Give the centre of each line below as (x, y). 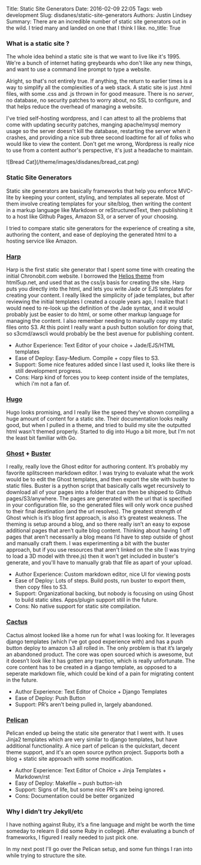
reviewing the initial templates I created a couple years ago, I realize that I (97, 301)
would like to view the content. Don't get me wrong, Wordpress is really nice (100, 144)
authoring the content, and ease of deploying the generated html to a (91, 234)
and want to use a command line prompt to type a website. (79, 69)
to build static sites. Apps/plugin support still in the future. (86, 600)
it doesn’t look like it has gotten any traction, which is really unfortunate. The (100, 660)
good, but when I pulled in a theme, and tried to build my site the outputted (98, 425)
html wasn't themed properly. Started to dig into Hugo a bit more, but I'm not (101, 432)
